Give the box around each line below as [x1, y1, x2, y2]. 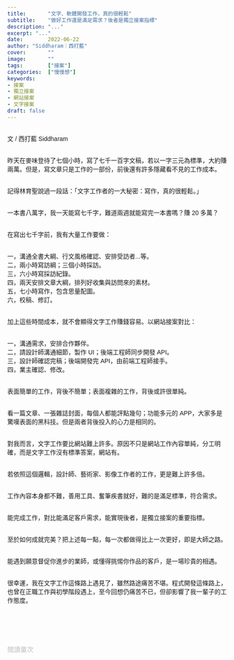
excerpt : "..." [7, 29, 52, 37]
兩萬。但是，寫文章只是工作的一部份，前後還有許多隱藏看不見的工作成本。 [7, 165, 221, 173]
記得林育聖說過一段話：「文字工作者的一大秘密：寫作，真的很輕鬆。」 [7, 187, 203, 195]
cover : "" [7, 49, 54, 56]
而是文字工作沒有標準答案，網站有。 [19, 448, 123, 456]
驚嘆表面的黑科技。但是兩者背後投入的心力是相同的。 [7, 417, 160, 426]
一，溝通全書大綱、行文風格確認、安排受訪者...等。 [7, 252, 153, 260]
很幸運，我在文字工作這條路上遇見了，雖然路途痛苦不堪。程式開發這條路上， [7, 579, 227, 587]
